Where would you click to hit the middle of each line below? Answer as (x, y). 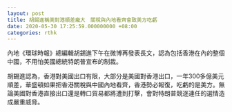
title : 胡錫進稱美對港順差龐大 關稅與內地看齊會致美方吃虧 (82, 20)
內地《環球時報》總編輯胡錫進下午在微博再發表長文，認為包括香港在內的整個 (116, 53)
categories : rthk (32, 33)
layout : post (26, 13)
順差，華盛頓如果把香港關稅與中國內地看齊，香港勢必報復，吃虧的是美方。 (113, 85)
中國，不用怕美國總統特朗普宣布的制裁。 (65, 62)
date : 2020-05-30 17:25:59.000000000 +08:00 (72, 26)
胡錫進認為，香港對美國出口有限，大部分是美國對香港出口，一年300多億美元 (116, 76)
